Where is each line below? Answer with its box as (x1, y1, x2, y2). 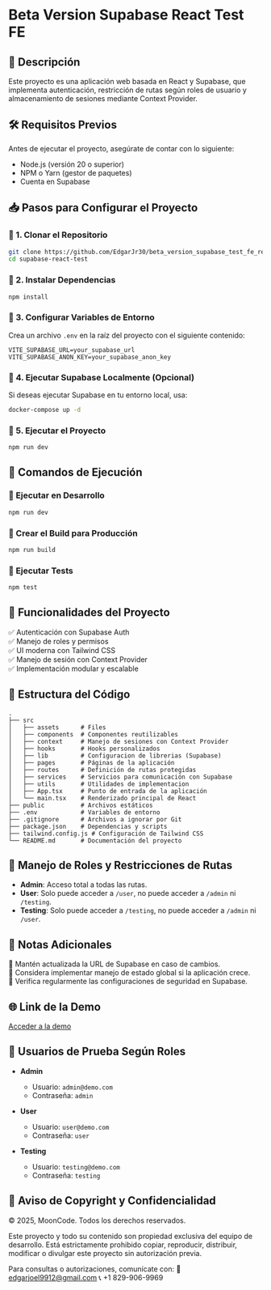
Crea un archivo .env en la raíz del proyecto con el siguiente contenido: (8, 330, 246, 340)
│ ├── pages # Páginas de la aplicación (8, 758, 175, 766)
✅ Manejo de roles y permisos (8, 636, 109, 646)
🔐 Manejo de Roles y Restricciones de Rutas (8, 858, 233, 872)
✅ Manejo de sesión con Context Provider (8, 654, 148, 664)
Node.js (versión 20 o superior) (19, 159, 125, 169)
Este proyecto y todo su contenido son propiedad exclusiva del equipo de (8, 1231, 252, 1241)
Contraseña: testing (31, 1170, 101, 1180)
